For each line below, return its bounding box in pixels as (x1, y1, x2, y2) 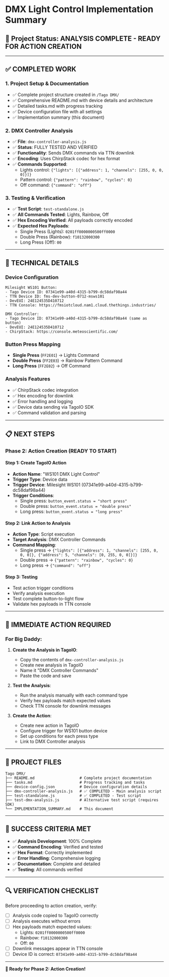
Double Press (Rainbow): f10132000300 (20, 234, 100, 240)
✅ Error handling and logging (12, 398, 73, 404)
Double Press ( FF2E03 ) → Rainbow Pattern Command (12, 357, 123, 363)
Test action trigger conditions (12, 585, 74, 591)
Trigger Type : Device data (12, 477, 68, 483)
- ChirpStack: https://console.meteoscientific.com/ (5, 329, 118, 334)
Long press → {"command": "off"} (20, 562, 91, 568)
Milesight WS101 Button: (5, 285, 57, 290)
